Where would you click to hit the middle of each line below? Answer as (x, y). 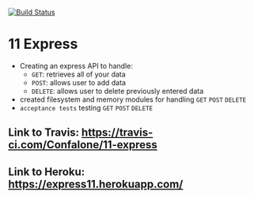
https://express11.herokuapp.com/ (96, 184)
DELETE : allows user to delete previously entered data (118, 91)
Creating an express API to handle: (76, 65)
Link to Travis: (44, 133)
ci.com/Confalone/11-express (83, 145)
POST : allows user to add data (79, 82)
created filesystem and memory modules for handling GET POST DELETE (133, 99)
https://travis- (118, 133)
